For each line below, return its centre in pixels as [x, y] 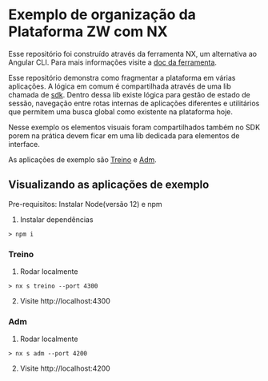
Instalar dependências [56, 219]
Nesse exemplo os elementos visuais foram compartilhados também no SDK [134, 127]
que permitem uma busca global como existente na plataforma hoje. [121, 111]
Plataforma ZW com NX [88, 32]
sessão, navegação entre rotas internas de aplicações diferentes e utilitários [134, 103]
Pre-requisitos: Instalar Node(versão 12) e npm [85, 204]
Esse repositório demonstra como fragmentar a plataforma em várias [122, 77]
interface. [24, 144]
